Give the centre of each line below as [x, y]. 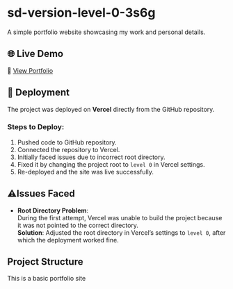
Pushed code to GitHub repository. [67, 142]
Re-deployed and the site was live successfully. [86, 172]
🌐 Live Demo [35, 54]
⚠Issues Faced [41, 193]
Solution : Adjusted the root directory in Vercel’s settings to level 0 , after [121, 232]
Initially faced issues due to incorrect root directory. [91, 157]
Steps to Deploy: [36, 127]
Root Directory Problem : [53, 210]
